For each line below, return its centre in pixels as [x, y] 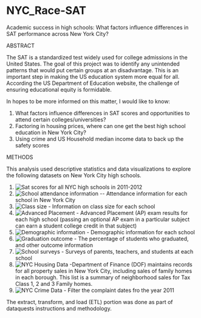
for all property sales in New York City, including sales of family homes [104, 271]
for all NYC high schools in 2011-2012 [96, 187]
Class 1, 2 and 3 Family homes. [54, 283]
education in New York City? [51, 132]
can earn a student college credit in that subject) [76, 226]
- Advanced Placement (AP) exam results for [132, 212]
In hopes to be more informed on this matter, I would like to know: [88, 101]
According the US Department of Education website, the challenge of [93, 83]
